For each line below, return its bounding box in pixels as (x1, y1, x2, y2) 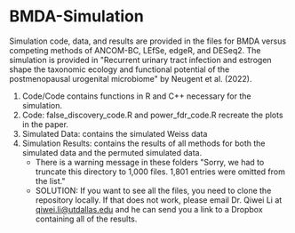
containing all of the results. (35, 213, 138, 224)
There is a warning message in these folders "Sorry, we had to (35, 157, 265, 167)
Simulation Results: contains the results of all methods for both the (21, 138, 266, 149)
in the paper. (21, 118, 69, 130)
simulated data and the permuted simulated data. (21, 147, 203, 157)
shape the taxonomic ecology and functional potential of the (9, 64, 230, 75)
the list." (35, 175, 66, 186)
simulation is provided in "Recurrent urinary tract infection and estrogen (9, 54, 273, 65)
